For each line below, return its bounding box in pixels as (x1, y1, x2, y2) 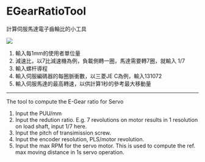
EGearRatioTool (6, 4, 87, 18)
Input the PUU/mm (15, 110, 62, 117)
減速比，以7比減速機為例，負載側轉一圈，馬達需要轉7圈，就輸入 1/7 (15, 57, 185, 65)
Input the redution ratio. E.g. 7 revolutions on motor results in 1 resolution (15, 116, 198, 123)
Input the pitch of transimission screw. (15, 129, 112, 136)
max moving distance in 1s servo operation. (15, 148, 124, 156)
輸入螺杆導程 (15, 65, 48, 72)
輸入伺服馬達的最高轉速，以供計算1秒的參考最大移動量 (15, 80, 151, 87)
